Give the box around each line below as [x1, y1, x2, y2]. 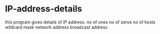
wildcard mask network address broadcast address [5, 24, 108, 30]
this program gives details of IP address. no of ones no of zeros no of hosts [5, 19, 156, 25]
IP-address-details [5, 3, 82, 14]
